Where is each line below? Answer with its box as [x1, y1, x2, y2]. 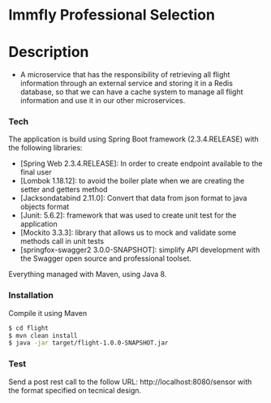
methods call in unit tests [19, 236, 104, 246]
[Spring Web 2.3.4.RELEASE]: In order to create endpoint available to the [19, 158, 263, 168]
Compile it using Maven [8, 308, 88, 318]
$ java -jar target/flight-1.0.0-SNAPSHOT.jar [8, 339, 169, 347]
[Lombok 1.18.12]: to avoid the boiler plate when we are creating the [19, 176, 245, 186]
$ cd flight [8, 323, 49, 332]
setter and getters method [19, 184, 108, 194]
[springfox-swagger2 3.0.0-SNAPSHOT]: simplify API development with [19, 245, 260, 255]
